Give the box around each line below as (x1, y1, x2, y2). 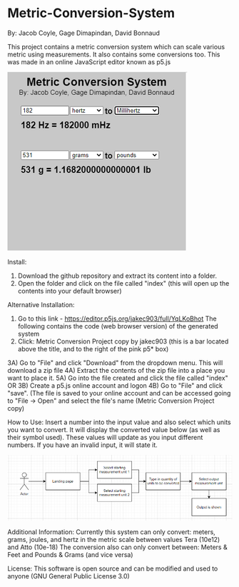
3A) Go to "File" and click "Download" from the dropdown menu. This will (7, 358, 223, 367)
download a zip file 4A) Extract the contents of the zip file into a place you (7, 366, 225, 374)
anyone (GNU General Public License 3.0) (7, 571, 130, 580)
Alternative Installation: (7, 300, 75, 308)
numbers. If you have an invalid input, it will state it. (7, 441, 158, 449)
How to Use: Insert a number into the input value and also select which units (7, 418, 232, 426)
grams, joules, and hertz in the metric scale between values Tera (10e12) (7, 535, 220, 543)
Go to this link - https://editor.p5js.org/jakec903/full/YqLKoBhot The (17, 314, 217, 323)
